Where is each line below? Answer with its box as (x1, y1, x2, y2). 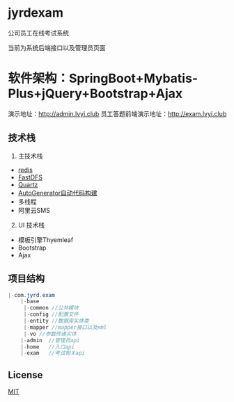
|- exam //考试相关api (20, 350, 86, 357)
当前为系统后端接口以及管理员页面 (8, 43, 106, 51)
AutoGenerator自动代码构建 (17, 188, 97, 197)
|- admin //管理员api (20, 337, 80, 344)
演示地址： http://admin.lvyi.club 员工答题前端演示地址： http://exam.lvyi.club (8, 109, 227, 118)
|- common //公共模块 (23, 305, 79, 312)
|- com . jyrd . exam (8, 291, 55, 298)
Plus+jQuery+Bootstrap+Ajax (8, 86, 183, 102)
